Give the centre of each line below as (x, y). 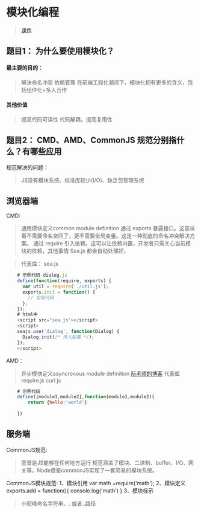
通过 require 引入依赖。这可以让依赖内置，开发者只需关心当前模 (112, 244)
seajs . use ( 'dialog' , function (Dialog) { (68, 332)
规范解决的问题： (27, 167)
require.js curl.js (41, 380)
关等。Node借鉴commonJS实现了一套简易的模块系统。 (89, 470)
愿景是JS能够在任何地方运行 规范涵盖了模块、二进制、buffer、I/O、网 (107, 462)
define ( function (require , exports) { (64, 281)
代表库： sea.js (40, 264)
